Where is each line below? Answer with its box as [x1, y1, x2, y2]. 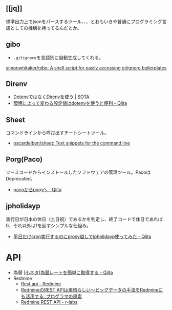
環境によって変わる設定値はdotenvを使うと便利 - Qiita [13, 100, 127, 106]
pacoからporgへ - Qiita [13, 187, 62, 193]
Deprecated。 [6, 176, 35, 182]
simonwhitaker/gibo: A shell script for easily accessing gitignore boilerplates [6, 64, 167, 71]
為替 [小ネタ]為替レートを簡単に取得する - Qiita [13, 269, 113, 276]
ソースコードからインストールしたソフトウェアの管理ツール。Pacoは [6, 169, 151, 175]
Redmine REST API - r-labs [20, 299, 78, 305]
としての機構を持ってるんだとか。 [10, 25, 82, 31]
